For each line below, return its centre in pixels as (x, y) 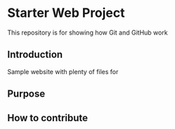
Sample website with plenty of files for (63, 71)
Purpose (26, 94)
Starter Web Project (66, 13)
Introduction (35, 55)
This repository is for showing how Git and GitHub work (87, 32)
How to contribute (48, 118)
